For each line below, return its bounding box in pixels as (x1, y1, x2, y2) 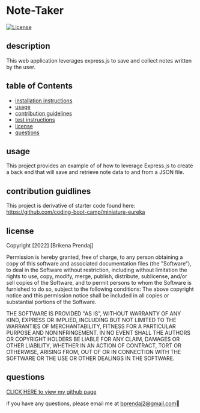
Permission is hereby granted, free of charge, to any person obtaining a (6, 253, 183, 261)
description (6, 41, 50, 51)
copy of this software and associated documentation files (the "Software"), (6, 260, 192, 267)
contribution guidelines (14, 110, 72, 117)
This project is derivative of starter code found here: (6, 202, 136, 210)
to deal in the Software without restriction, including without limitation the (6, 266, 187, 273)
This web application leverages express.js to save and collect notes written (6, 57, 192, 64)
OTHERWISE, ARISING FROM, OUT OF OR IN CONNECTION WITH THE (6, 349, 181, 355)
